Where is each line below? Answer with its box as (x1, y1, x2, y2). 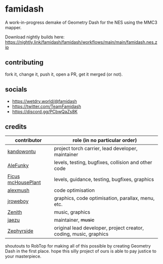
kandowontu (7, 148, 36, 155)
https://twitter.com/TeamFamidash (12, 103, 81, 109)
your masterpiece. (5, 253, 42, 259)
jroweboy (7, 198, 29, 205)
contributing (5, 58, 44, 66)
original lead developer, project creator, (54, 225, 144, 231)
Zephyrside (7, 228, 33, 234)
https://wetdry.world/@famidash (12, 98, 77, 104)
